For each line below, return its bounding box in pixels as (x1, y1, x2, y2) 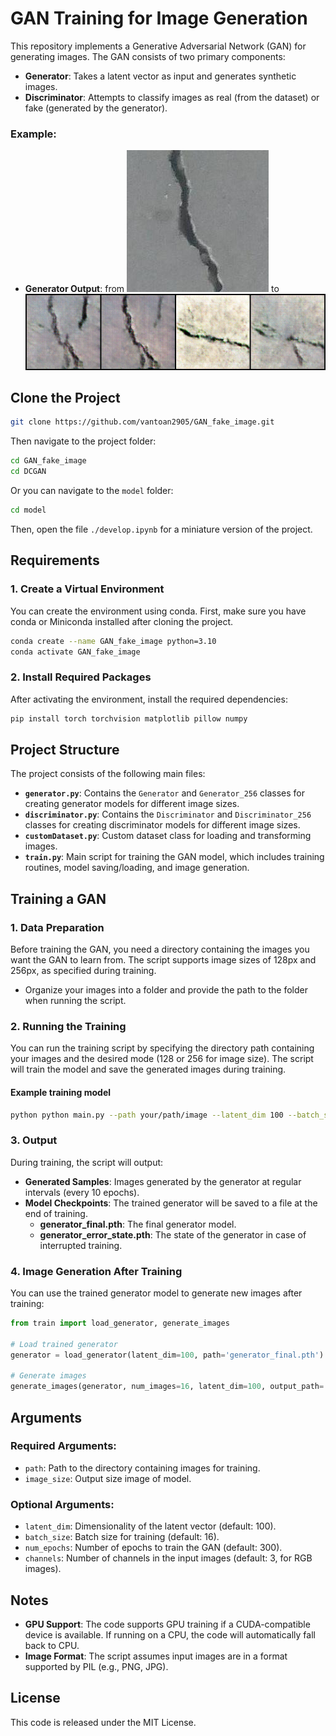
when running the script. (24, 995, 127, 1007)
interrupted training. (39, 1239, 123, 1251)
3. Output (10, 1133, 58, 1147)
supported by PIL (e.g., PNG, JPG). (24, 1660, 169, 1672)
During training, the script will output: (10, 1156, 164, 1168)
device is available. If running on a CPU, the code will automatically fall (24, 1628, 316, 1641)
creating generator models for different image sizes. (24, 798, 240, 810)
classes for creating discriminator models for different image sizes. (24, 819, 301, 831)
